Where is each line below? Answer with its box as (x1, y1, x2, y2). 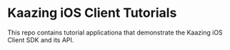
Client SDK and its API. (7, 35, 74, 44)
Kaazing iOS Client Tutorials (7, 5, 177, 21)
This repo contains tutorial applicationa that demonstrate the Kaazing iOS (7, 28, 223, 37)
